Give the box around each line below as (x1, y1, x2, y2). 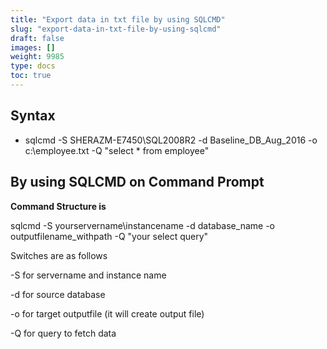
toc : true (10, 71, 52, 81)
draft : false (10, 33, 65, 43)
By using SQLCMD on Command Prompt (10, 174, 265, 191)
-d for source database (10, 288, 106, 300)
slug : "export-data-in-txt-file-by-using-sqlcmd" (10, 24, 222, 34)
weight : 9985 (10, 52, 65, 62)
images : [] (10, 42, 56, 53)
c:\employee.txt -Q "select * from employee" (24, 144, 210, 156)
